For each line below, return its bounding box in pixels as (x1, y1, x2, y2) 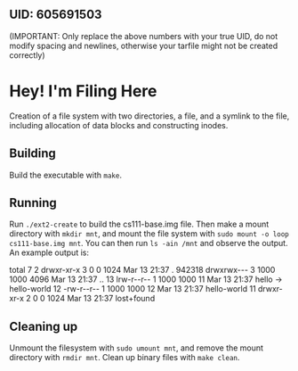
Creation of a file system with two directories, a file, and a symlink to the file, (9, 111, 290, 121)
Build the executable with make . (9, 169, 123, 180)
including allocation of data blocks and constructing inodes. (9, 120, 229, 130)
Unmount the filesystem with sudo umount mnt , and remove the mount (9, 342, 264, 353)
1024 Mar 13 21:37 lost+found (47, 293, 156, 304)
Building (9, 146, 56, 161)
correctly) (9, 49, 46, 61)
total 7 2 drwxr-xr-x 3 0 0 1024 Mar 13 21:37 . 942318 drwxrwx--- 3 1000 (9, 265, 276, 276)
